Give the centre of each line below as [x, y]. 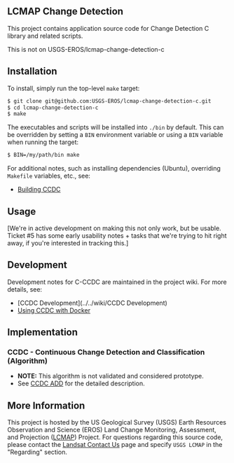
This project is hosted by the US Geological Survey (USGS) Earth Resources [117, 422]
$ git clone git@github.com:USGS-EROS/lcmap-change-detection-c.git [109, 101]
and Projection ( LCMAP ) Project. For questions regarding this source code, [115, 437]
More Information [46, 405]
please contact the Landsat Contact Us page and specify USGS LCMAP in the [115, 445]
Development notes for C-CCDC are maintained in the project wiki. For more [117, 282]
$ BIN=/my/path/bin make [43, 155]
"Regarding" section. [37, 452]
